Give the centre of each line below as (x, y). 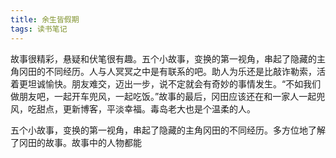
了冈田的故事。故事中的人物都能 (76, 142)
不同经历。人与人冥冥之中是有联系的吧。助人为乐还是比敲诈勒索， (180, 71)
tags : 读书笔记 (39, 29)
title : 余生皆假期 (45, 19)
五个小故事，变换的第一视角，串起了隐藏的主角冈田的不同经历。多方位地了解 (168, 130)
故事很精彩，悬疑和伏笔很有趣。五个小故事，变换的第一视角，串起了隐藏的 (163, 58)
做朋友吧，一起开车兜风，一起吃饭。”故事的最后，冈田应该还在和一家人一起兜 (168, 96)
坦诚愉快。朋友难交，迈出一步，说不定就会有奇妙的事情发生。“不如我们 (174, 83)
